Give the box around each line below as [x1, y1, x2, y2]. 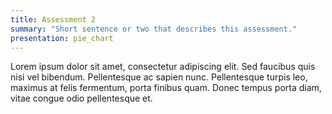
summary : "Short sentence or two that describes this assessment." [10, 24, 298, 34]
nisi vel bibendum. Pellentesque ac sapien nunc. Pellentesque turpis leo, [10, 71, 308, 83]
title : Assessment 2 [10, 14, 97, 25]
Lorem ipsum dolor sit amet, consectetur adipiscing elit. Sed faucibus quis [10, 61, 316, 73]
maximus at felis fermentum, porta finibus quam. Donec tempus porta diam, [10, 82, 322, 94]
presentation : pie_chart [10, 33, 114, 43]
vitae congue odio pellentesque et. [10, 92, 153, 105]
